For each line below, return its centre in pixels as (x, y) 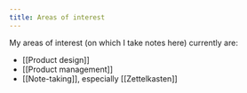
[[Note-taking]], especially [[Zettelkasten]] (100, 78)
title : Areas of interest (57, 17)
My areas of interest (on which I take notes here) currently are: (123, 43)
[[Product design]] (56, 59)
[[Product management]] (68, 69)
